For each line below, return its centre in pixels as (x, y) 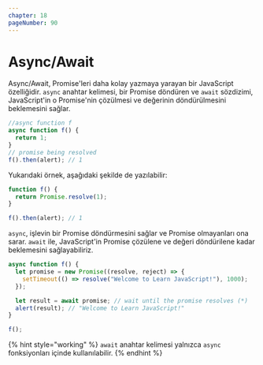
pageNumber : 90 (33, 23)
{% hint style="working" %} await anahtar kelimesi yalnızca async (115, 345)
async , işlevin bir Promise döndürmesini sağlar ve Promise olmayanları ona (129, 233)
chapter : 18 (28, 15)
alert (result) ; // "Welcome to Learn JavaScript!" (100, 308)
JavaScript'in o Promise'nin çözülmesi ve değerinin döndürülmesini (117, 100)
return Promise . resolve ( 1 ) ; (61, 197)
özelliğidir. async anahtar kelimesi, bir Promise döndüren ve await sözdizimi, (131, 92)
